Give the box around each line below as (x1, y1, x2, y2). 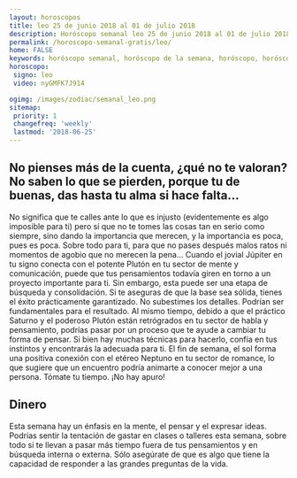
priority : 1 (12, 112, 57, 120)
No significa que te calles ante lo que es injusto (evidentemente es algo (9, 212, 270, 222)
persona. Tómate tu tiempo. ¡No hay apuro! (9, 371, 165, 382)
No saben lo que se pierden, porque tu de (9, 174, 240, 189)
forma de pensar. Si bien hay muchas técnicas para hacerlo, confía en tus (9, 334, 278, 344)
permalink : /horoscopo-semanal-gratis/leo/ (9, 37, 172, 47)
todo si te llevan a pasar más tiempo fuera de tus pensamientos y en (9, 439, 258, 450)
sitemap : (9, 103, 42, 112)
